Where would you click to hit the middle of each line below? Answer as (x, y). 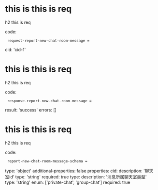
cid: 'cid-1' (15, 49)
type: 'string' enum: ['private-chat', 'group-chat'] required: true (68, 182)
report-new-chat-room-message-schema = (47, 161)
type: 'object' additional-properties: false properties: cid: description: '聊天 (79, 171)
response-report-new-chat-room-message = (49, 101)
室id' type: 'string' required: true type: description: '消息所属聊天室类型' (76, 177)
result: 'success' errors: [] (31, 110)
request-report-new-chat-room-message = (48, 40)
